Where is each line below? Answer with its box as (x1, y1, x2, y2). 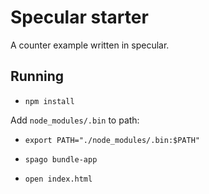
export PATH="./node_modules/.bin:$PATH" (24, 135, 200, 145)
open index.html (24, 174, 93, 184)
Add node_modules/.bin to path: (10, 114, 140, 126)
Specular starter (10, 6, 149, 29)
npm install (24, 96, 75, 106)
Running (10, 68, 65, 85)
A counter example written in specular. (10, 39, 170, 51)
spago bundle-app (24, 154, 98, 165)
